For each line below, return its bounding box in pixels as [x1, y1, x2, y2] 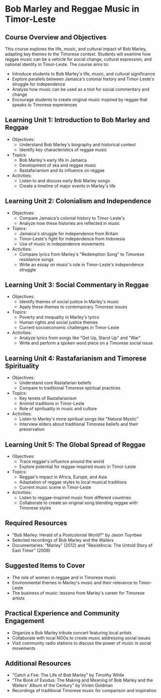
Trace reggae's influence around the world [19, 458, 105, 465]
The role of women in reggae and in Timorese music [12, 575, 117, 580]
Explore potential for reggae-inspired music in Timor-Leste [19, 464, 136, 470]
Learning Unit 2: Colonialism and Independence [5, 197, 151, 205]
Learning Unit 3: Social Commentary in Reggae [5, 281, 149, 289]
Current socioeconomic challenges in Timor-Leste [19, 325, 119, 331]
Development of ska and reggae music [19, 162, 97, 168]
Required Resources [5, 519, 68, 527]
